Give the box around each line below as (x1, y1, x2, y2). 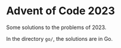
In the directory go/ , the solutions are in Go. (6, 35, 113, 42)
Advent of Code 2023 (6, 4, 115, 18)
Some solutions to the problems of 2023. (6, 24, 107, 31)
